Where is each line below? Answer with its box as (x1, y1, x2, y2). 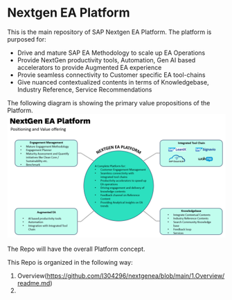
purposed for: (7, 35, 46, 43)
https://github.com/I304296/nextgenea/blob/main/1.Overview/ (46, 272, 225, 280)
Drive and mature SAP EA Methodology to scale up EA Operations (17, 48, 206, 57)
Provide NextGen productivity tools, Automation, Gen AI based (17, 55, 196, 64)
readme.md (17, 279, 51, 288)
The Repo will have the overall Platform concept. (7, 245, 145, 254)
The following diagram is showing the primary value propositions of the (7, 98, 211, 107)
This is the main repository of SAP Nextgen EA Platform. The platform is (7, 28, 212, 36)
